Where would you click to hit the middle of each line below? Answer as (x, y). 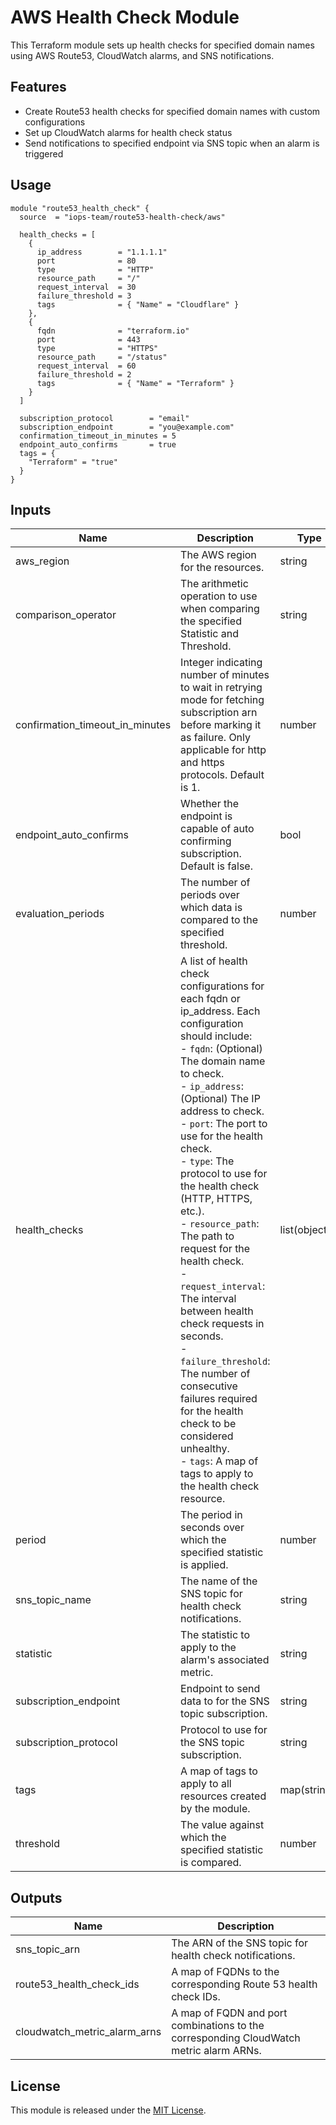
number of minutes (225, 675)
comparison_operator (66, 615)
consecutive (209, 1386)
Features (38, 87)
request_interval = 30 (86, 287)
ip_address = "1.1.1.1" (102, 252)
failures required (219, 1399)
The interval (208, 1299)
